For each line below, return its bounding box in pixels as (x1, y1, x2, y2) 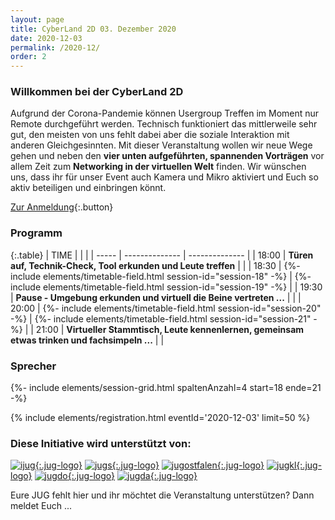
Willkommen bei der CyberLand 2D (10, 85, 184, 99)
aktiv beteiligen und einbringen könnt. (10, 182, 167, 194)
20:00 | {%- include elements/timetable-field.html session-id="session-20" (10, 302, 322, 314)
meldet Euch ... (10, 500, 73, 512)
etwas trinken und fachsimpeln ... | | (10, 334, 165, 346)
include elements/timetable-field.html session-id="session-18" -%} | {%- (10, 270, 312, 282)
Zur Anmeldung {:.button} (10, 201, 114, 213)
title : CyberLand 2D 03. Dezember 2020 (10, 24, 177, 34)
